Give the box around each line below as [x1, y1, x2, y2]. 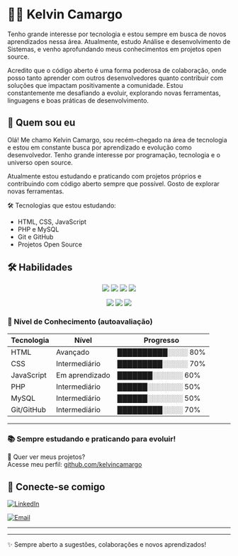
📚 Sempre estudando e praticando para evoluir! [7, 433, 176, 443]
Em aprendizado [56, 370, 111, 380]
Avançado [56, 347, 90, 357]
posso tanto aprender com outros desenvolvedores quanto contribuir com [7, 74, 224, 82]
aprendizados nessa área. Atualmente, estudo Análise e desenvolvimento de [7, 37, 231, 45]
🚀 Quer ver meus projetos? [7, 453, 86, 461]
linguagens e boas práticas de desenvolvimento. [7, 96, 149, 105]
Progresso [144, 335, 179, 345]
